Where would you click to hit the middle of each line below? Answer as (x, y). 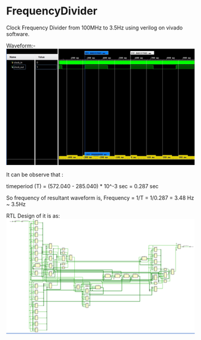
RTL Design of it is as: (33, 216)
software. (18, 34)
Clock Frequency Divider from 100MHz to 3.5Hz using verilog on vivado (95, 28)
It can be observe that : (35, 174)
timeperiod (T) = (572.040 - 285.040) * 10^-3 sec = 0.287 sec (83, 186)
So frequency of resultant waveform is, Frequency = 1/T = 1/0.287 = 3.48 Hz (100, 198)
